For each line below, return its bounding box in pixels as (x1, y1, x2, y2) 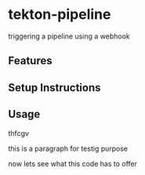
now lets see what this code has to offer (8, 159, 138, 168)
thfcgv (8, 128, 30, 138)
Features (8, 54, 53, 67)
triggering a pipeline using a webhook (8, 31, 131, 41)
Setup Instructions (8, 81, 101, 94)
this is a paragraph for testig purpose (8, 144, 129, 153)
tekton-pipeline (8, 5, 111, 24)
